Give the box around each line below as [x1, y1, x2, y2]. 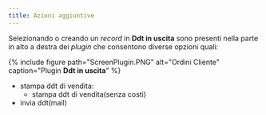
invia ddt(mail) [19, 98, 68, 107]
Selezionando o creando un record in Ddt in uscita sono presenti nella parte [8, 33, 259, 43]
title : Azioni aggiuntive [8, 11, 94, 20]
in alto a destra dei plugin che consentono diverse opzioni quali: [8, 41, 219, 52]
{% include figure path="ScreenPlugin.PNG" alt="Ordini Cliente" [8, 57, 220, 67]
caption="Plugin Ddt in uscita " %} [8, 65, 121, 75]
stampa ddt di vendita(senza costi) [31, 89, 146, 99]
